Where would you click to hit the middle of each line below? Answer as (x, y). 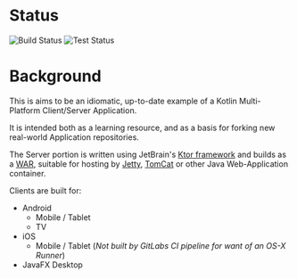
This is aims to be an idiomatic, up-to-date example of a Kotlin (124, 101)
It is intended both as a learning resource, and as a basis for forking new (142, 127)
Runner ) (50, 255)
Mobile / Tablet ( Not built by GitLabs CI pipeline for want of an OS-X (161, 245)
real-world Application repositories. (74, 137)
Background (55, 76)
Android (37, 208)
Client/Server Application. (90, 110)
